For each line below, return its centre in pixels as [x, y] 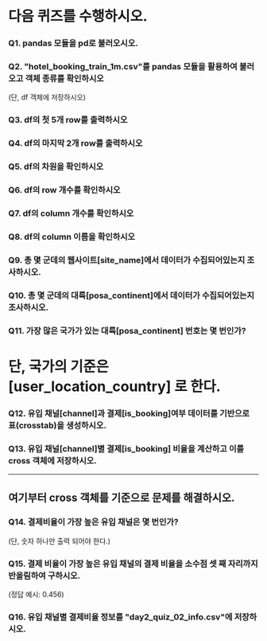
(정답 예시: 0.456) [37, 595]
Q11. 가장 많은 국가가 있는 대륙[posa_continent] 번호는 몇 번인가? [127, 330]
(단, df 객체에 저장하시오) [47, 97]
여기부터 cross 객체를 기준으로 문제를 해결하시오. [122, 497]
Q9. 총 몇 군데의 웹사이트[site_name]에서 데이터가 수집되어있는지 [127, 260]
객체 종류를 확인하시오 [65, 79]
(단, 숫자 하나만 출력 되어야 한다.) [60, 541]
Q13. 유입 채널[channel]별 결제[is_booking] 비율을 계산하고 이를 [126, 448]
